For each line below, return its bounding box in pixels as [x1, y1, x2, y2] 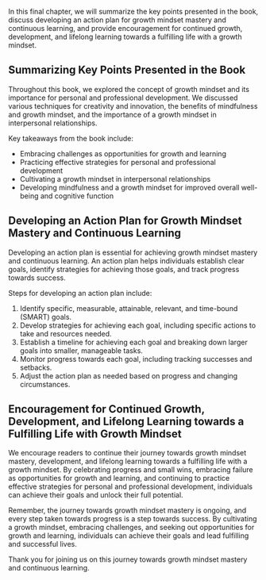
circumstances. [19, 379, 71, 389]
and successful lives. [8, 540, 77, 549]
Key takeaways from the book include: [8, 133, 133, 143]
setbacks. [19, 363, 52, 372]
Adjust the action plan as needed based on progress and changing [19, 371, 238, 380]
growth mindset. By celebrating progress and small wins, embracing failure [8, 465, 254, 474]
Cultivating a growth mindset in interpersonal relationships [19, 174, 211, 183]
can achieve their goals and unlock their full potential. [8, 490, 184, 500]
